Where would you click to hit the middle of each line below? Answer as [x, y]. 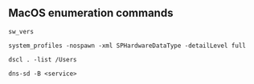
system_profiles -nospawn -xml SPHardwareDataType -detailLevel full [127, 46]
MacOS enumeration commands [91, 13]
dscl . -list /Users [43, 59]
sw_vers [21, 31]
